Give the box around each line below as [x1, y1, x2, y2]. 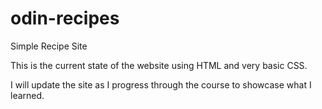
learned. [10, 89, 45, 101]
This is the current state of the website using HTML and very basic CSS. [10, 59, 308, 71]
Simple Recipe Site [10, 40, 88, 52]
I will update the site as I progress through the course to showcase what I [10, 78, 312, 91]
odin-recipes [10, 7, 120, 30]
